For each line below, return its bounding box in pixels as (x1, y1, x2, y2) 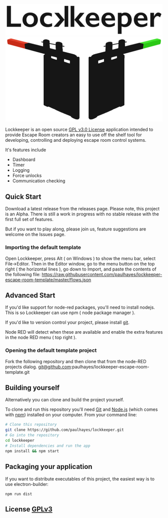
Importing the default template (5, 244, 81, 251)
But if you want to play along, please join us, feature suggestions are (5, 226, 146, 232)
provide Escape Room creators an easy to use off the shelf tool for (5, 132, 142, 138)
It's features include (5, 147, 46, 153)
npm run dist (5, 491, 32, 496)
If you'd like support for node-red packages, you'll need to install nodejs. (5, 305, 155, 311)
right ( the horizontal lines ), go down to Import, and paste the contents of (5, 266, 156, 272)
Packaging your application (5, 462, 92, 471)
